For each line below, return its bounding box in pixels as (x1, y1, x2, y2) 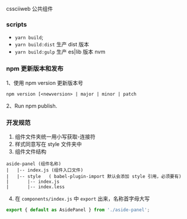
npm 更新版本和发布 (6, 65, 64, 73)
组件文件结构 (14, 148, 46, 155)
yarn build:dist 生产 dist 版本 (14, 41, 89, 48)
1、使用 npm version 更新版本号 (6, 79, 84, 86)
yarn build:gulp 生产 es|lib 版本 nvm (14, 48, 106, 55)
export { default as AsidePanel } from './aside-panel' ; (6, 207, 150, 212)
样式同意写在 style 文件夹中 (14, 140, 82, 147)
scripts (6, 20, 27, 28)
